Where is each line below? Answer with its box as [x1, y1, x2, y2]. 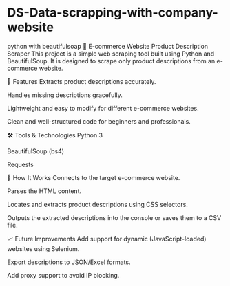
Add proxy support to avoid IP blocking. [7, 271, 120, 279]
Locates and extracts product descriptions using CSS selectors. [7, 200, 188, 208]
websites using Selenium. [7, 244, 80, 252]
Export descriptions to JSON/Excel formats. [7, 258, 131, 266]
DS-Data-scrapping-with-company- [7, 5, 218, 21]
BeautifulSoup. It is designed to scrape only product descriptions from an [7, 56, 216, 65]
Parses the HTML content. [7, 187, 82, 195]
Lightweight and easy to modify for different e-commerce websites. [7, 104, 199, 112]
